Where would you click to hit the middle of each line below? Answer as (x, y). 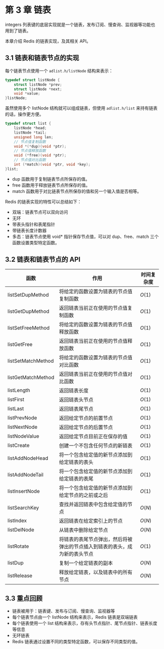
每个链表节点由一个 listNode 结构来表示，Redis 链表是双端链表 (75, 617)
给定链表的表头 (76, 462)
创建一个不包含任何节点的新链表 (96, 445)
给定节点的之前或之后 (83, 495)
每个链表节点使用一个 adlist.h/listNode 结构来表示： (59, 70)
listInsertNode (24, 491)
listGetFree (20, 344)
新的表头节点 (79, 554)
